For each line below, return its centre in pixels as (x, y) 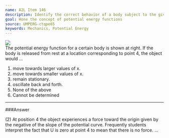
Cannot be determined (36, 95)
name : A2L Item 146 (26, 10)
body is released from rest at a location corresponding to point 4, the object (84, 53)
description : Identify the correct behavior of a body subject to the (81, 15)
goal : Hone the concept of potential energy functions (64, 19)
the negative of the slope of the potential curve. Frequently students (76, 125)
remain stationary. (31, 79)
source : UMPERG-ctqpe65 (30, 24)
